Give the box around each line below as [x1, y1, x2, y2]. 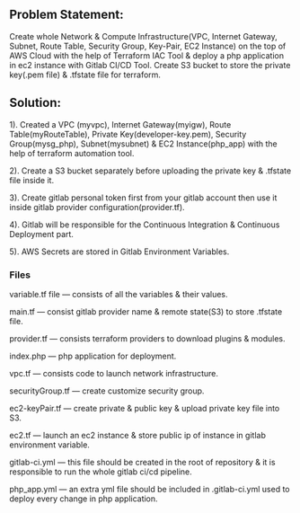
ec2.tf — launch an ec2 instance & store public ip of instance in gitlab [9, 429, 267, 440]
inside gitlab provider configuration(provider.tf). [9, 201, 186, 212]
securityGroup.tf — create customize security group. [9, 385, 205, 396]
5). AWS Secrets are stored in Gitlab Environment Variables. [9, 246, 230, 257]
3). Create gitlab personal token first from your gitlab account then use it [9, 192, 278, 203]
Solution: [9, 95, 61, 111]
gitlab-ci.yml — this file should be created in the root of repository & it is [9, 456, 276, 467]
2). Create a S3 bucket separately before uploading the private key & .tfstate [9, 165, 292, 176]
